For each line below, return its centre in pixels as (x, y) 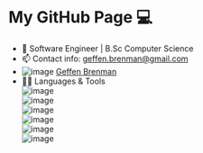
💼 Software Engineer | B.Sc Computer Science (107, 48)
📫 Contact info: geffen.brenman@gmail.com (105, 58)
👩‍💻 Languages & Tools (63, 81)
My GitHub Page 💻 (81, 18)
